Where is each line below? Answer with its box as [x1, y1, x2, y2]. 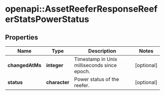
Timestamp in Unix [74, 56, 118, 62]
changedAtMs [7, 62, 42, 69]
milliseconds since [74, 62, 117, 69]
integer [46, 62, 64, 69]
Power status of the [74, 76, 119, 82]
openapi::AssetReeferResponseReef [5, 3, 158, 15]
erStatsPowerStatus [5, 14, 89, 25]
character [46, 79, 70, 86]
